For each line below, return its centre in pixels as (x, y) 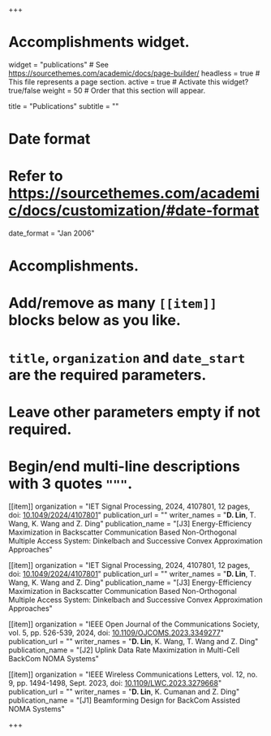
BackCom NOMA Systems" (54, 658)
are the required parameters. (108, 375)
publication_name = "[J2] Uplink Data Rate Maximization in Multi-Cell (124, 650)
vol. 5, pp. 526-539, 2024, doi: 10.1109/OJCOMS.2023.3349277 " (116, 632)
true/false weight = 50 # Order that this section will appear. (107, 90)
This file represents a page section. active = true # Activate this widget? (129, 81)
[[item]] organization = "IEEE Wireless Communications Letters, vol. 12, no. (133, 674)
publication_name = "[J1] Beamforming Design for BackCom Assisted (125, 700)
